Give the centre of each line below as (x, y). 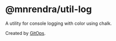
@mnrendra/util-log (49, 9)
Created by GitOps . (26, 33)
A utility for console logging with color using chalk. (59, 23)
